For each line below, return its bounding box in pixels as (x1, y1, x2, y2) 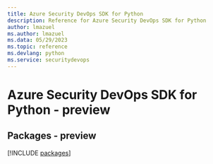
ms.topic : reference (7, 43, 68, 50)
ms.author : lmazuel (7, 30, 65, 37)
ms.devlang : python (7, 50, 65, 57)
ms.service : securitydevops (7, 57, 90, 64)
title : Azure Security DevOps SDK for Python (7, 10, 143, 18)
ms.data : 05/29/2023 (7, 37, 68, 44)
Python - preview (7, 102, 111, 117)
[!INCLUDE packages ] (7, 148, 71, 157)
